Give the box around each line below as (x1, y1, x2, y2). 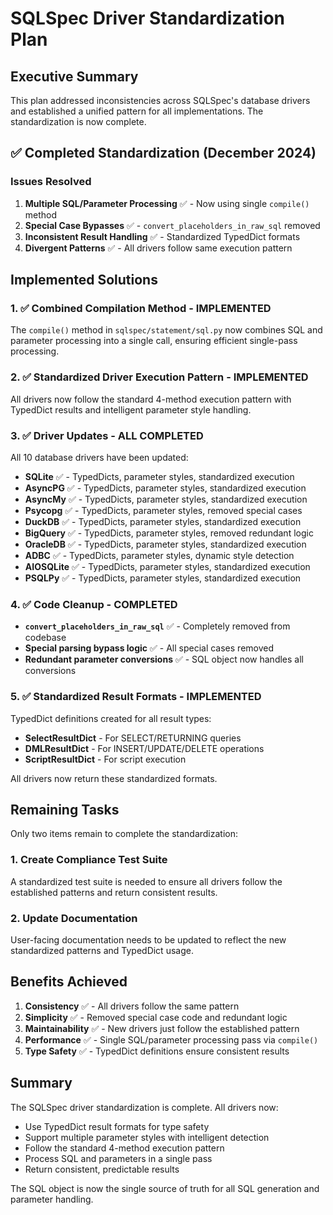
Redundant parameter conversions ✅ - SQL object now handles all (24, 653, 304, 666)
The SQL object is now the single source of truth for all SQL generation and (10, 1182, 320, 1194)
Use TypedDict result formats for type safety (24, 1120, 210, 1132)
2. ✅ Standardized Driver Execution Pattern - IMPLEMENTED (10, 370, 309, 384)
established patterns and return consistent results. (10, 886, 218, 898)
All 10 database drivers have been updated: (10, 451, 189, 463)
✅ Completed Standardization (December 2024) (10, 145, 317, 162)
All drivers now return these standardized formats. (10, 772, 218, 784)
